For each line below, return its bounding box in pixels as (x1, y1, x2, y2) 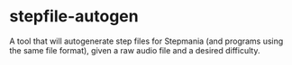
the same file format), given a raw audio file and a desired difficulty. (9, 45, 260, 55)
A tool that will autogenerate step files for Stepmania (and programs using (9, 36, 284, 46)
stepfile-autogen (9, 6, 139, 27)
